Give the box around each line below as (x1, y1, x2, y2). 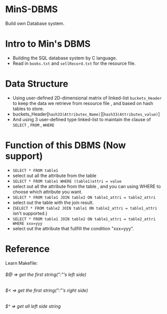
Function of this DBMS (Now (5, 139, 126, 151)
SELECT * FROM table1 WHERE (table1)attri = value (12, 179, 122, 184)
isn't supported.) (12, 210, 48, 216)
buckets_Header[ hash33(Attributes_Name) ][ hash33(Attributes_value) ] (12, 111, 160, 117)
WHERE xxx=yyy (12, 221, 43, 226)
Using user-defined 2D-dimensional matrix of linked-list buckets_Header (12, 95, 162, 101)
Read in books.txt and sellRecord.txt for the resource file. (12, 60, 136, 66)
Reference (5, 243, 50, 255)
